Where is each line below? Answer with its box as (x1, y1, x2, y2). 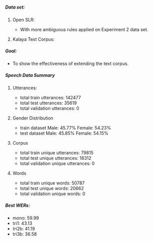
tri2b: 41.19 (12, 225, 35, 231)
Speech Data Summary (5, 72, 55, 78)
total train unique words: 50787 (20, 179, 85, 186)
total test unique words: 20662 (20, 185, 84, 191)
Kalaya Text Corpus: (12, 36, 55, 42)
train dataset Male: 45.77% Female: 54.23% (20, 125, 111, 131)
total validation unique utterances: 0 (20, 160, 95, 166)
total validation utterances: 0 (20, 105, 80, 111)
